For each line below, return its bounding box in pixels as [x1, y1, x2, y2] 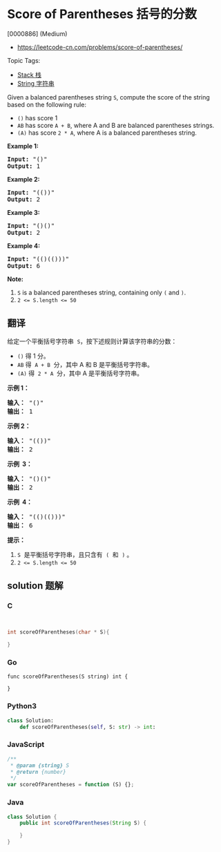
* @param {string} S [10, 761, 70, 769]
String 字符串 [17, 79, 55, 87]
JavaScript [7, 740, 45, 750]
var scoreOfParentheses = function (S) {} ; [7, 782, 135, 788]
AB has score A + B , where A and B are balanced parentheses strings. [17, 121, 215, 129]
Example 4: [7, 241, 40, 249]
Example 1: [7, 142, 39, 150]
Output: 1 [7, 162, 40, 170]
